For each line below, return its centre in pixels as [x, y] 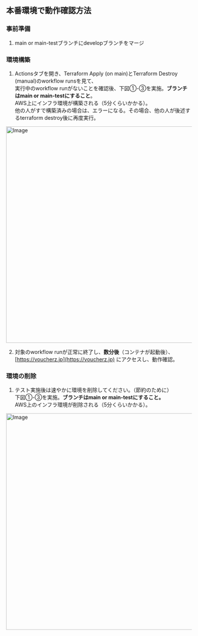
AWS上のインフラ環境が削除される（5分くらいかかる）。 [83, 405]
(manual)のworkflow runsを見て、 [56, 81]
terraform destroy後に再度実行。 [59, 117]
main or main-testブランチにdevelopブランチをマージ [79, 42]
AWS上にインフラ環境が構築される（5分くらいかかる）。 [83, 103]
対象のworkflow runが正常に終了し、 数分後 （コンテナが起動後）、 [94, 352]
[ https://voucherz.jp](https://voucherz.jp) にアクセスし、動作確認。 [96, 359]
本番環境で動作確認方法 [49, 11]
